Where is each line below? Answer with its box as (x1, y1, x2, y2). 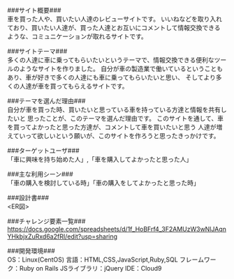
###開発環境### (7, 247, 56, 255)
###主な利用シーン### (7, 170, 73, 178)
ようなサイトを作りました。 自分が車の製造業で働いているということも (19, 65, 224, 73)
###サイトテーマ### (7, 47, 68, 55)
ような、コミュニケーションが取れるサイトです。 (7, 32, 148, 40)
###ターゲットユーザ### (7, 146, 80, 155)
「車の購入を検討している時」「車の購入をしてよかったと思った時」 (7, 179, 200, 187)
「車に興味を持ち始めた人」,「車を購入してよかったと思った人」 (7, 156, 193, 163)
